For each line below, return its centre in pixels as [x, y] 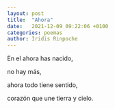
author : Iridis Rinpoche [42, 39]
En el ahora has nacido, [40, 58]
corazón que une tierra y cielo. [50, 98]
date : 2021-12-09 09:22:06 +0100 [58, 26]
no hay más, [24, 72]
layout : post [26, 13]
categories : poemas [35, 33]
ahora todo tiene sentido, [42, 85]
